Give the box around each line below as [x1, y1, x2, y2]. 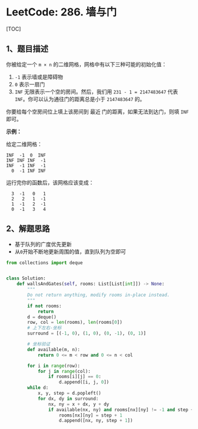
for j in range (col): [37, 368, 91, 374]
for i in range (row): [27, 363, 81, 369]
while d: [27, 385, 49, 391]
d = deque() [27, 314, 57, 320]
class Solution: [6, 275, 46, 281]
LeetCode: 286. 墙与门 [6, 5, 117, 19]
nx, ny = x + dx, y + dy [48, 401, 110, 407]
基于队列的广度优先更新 [14, 240, 72, 248]
